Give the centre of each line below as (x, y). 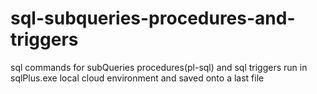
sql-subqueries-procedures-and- (153, 18)
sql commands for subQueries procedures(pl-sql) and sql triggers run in (159, 67)
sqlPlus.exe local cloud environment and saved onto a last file (137, 78)
